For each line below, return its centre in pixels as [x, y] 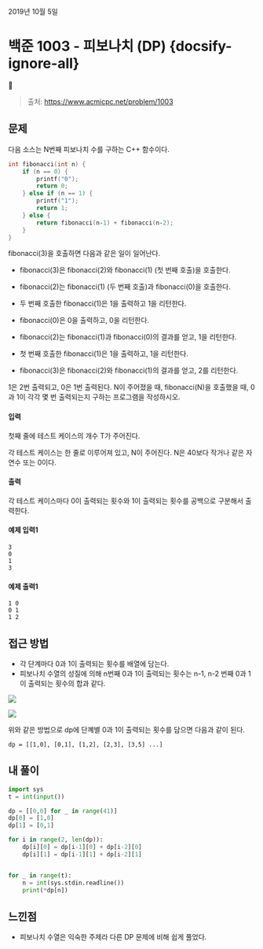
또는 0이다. [40, 462]
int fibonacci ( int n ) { [47, 164]
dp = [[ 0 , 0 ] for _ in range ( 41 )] [63, 811]
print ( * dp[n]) [45, 890]
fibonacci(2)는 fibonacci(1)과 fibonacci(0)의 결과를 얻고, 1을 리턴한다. [128, 337]
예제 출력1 [23, 586]
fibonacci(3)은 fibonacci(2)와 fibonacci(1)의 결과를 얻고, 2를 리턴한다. [129, 371]
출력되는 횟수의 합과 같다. [67, 683]
